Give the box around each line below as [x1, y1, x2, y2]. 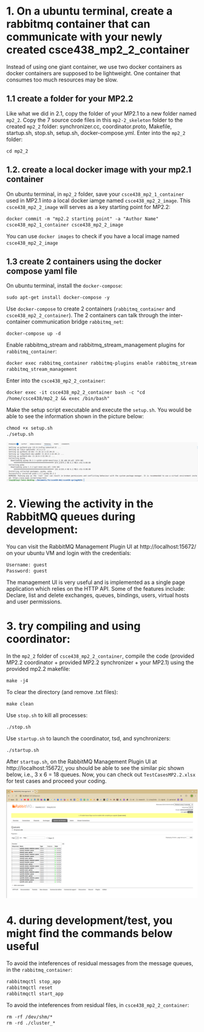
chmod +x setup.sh [6, 425, 53, 432]
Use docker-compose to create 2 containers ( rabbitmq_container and [6, 305, 176, 312]
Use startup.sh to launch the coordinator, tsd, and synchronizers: [6, 734, 171, 742]
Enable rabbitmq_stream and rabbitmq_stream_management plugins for [6, 342, 185, 349]
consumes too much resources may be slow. [6, 76, 118, 83]
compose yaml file [6, 266, 78, 276]
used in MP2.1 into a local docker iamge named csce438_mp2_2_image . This [6, 196, 191, 204]
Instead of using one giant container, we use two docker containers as [6, 63, 182, 71]
